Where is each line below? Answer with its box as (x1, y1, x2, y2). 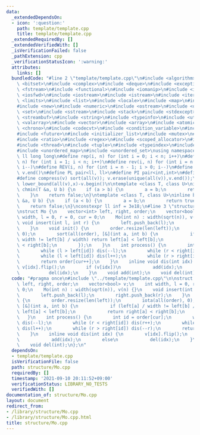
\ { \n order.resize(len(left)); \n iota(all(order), (17, 298, 185, 304)
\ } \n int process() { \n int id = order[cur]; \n (17, 314, 171, 320)
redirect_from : (6, 403, 44, 409)
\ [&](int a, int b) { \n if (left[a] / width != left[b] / (17, 303, 196, 310)
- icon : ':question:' (11, 20, 65, 26)
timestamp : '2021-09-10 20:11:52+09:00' (11, 375, 113, 381)
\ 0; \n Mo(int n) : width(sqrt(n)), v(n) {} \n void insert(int (17, 286, 193, 293)
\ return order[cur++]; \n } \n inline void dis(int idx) (17, 259, 193, 265)
